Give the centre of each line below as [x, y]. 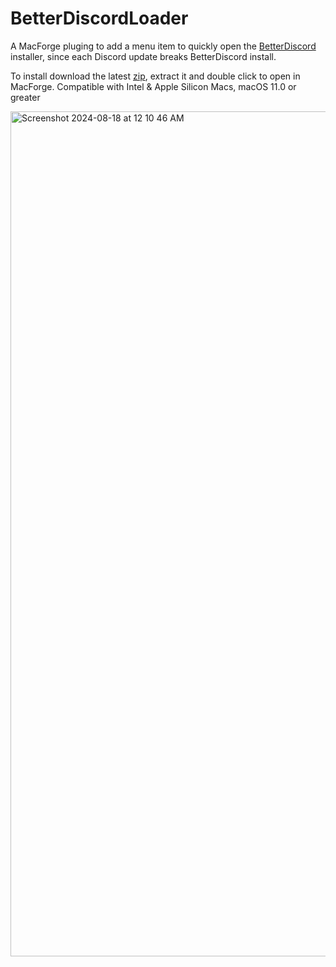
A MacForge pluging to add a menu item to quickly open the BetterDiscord [163, 46]
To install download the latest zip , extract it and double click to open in [155, 76]
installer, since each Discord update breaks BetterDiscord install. [143, 56]
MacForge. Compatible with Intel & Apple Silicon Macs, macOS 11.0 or [153, 86]
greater [25, 97]
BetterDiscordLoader [99, 18]
